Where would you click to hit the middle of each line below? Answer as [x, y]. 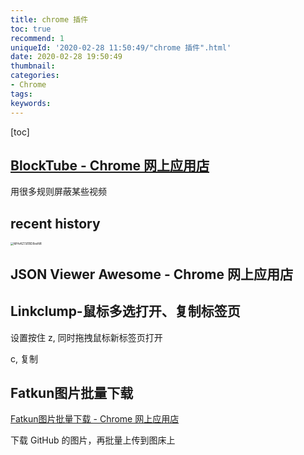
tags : [21, 94]
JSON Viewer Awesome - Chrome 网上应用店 [151, 274]
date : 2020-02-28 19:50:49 [66, 57]
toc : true [31, 29]
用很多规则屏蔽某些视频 [58, 192]
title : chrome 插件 [49, 19]
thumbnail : [33, 66]
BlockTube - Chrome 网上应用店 [110, 165]
